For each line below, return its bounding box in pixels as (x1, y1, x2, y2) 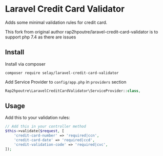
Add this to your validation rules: (5, 115, 70, 121)
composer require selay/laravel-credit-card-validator (5, 70, 119, 75)
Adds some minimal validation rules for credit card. (5, 19, 107, 25)
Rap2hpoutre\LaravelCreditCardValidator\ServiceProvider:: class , (5, 88, 141, 93)
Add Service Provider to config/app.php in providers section (5, 79, 127, 85)
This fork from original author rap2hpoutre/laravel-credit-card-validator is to (5, 29, 159, 35)
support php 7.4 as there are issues (5, 34, 77, 40)
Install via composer (5, 61, 46, 67)
